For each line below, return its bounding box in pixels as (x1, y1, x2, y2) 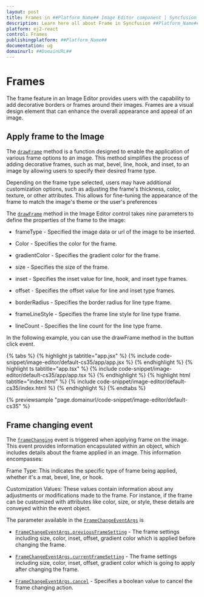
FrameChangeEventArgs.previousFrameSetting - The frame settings (15, 528, 180, 536)
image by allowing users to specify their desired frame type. (6, 167, 157, 174)
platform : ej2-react (6, 25, 59, 32)
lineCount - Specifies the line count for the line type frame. (15, 322, 163, 329)
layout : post (6, 8, 39, 15)
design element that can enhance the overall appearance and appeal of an (6, 107, 192, 115)
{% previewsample (6, 396, 53, 403)
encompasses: (6, 456, 44, 463)
